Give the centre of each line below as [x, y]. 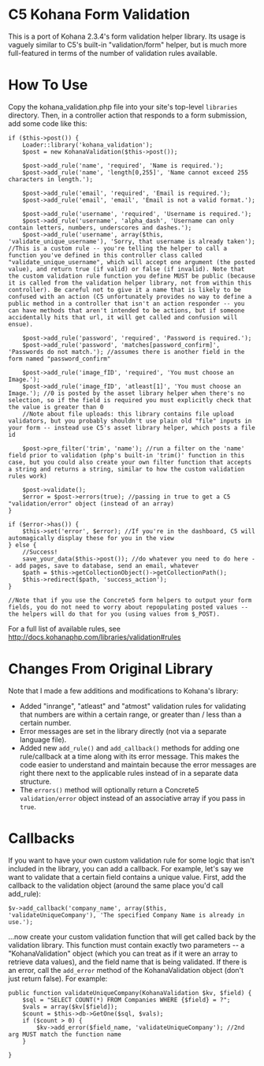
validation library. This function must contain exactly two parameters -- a [126, 945]
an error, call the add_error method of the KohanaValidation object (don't [126, 970]
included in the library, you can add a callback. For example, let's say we [126, 868]
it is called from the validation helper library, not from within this [130, 283]
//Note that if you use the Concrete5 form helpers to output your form [130, 600]
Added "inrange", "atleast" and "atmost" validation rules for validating [133, 706]
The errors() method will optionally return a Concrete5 [109, 789]
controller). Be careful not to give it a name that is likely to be [125, 289]
